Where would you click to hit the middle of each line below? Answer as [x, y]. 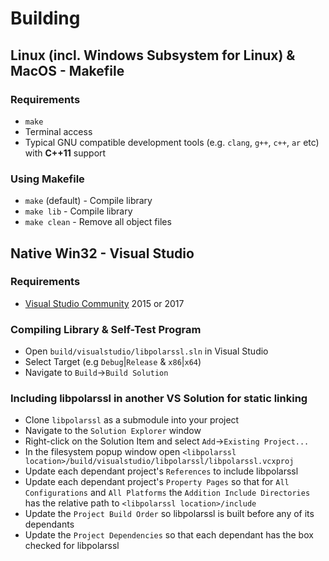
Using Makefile [47, 179]
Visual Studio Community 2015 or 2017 [104, 303]
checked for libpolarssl [72, 546]
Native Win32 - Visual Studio [102, 253]
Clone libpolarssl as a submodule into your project [132, 420]
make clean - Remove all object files [98, 222]
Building [45, 18]
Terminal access [58, 131]
